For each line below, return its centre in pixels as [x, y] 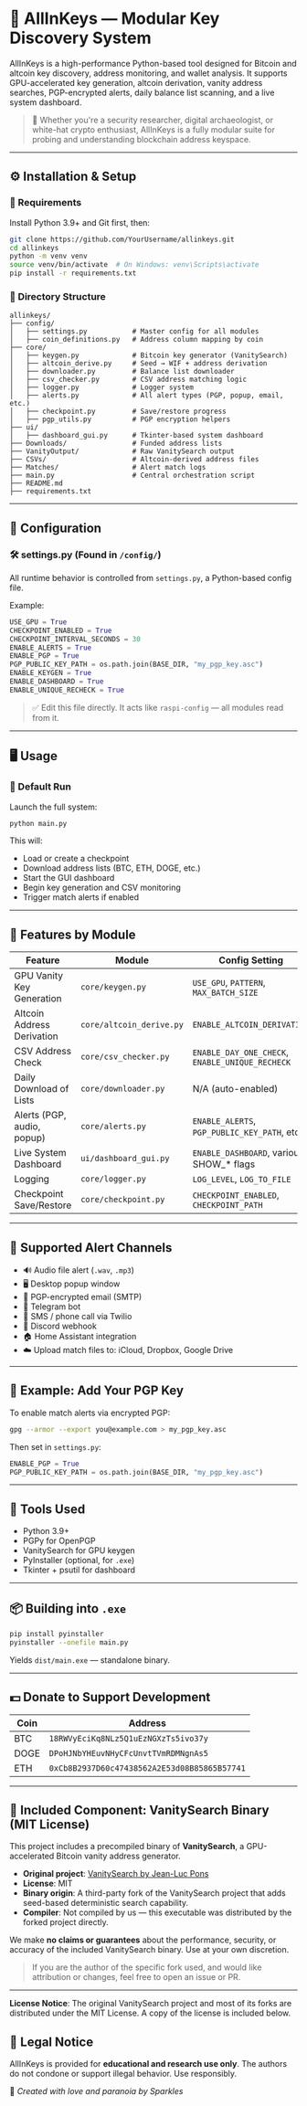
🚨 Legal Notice [52, 2042]
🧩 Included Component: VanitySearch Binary [139, 1810]
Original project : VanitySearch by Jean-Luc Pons [116, 1874]
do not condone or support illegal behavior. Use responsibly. [123, 2074]
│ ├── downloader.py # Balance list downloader [122, 372]
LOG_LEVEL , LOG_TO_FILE [242, 1180]
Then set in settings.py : [56, 1446]
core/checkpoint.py [123, 1200]
